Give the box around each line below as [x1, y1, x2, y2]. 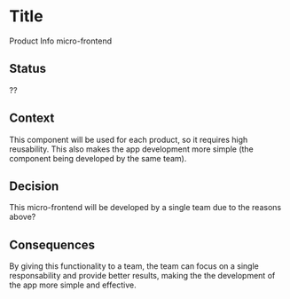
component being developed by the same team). [9, 153, 187, 163]
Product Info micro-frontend [9, 35, 113, 46]
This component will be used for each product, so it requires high [9, 134, 248, 145]
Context [9, 111, 55, 126]
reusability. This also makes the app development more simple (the [9, 144, 255, 154]
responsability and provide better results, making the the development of [9, 271, 276, 281]
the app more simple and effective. [9, 279, 137, 290]
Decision [9, 178, 59, 193]
